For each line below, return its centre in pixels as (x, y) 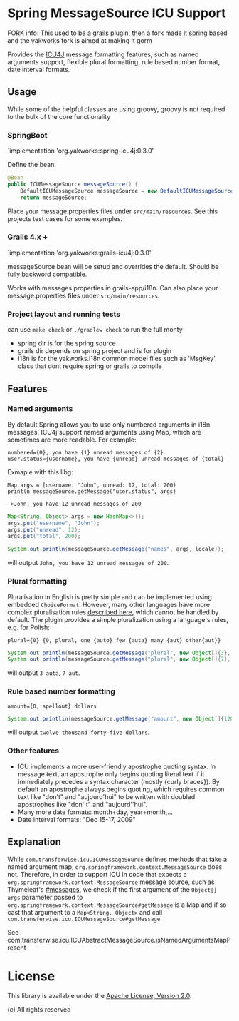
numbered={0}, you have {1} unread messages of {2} (85, 452)
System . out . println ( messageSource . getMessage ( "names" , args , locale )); (116, 549)
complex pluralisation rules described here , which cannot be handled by (113, 612)
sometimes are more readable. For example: (72, 440)
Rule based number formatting (62, 691)
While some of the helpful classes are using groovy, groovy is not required (116, 109)
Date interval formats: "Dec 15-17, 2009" (77, 819)
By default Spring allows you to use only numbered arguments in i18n (109, 424)
